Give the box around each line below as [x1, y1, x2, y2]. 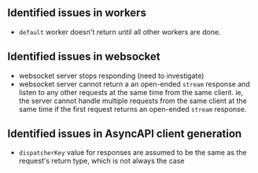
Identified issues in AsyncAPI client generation [7, 127, 242, 141]
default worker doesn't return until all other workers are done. [18, 27, 221, 36]
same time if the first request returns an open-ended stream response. [18, 104, 247, 113]
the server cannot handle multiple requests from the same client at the [18, 96, 247, 105]
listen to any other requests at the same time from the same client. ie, [18, 87, 244, 97]
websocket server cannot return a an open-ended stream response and [18, 79, 251, 89]
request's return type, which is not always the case [18, 156, 185, 166]
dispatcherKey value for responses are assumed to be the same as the [18, 148, 247, 157]
